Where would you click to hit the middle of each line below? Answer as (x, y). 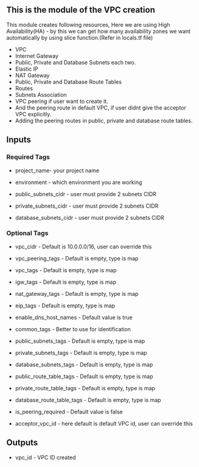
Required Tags (28, 157)
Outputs (22, 443)
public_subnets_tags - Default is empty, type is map (80, 341)
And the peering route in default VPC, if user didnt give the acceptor (101, 107)
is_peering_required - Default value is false (69, 412)
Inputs (19, 140)
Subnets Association (41, 94)
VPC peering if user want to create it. (61, 101)
